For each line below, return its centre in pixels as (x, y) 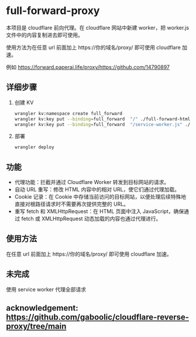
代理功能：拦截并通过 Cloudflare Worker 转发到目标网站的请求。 (92, 182)
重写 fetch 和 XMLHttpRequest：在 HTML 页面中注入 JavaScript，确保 (99, 211)
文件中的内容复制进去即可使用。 (44, 35)
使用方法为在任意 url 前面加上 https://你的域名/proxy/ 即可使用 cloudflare (94, 47)
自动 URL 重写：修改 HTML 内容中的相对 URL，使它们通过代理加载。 (97, 190)
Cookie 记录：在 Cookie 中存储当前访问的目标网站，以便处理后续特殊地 (100, 197)
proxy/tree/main (36, 326)
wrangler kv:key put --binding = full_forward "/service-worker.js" (99, 124)
